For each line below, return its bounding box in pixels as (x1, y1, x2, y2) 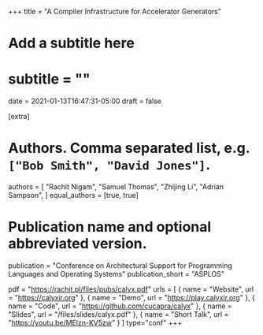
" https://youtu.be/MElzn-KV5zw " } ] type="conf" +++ (8, 318, 183, 327)
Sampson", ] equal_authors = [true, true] (8, 191, 139, 200)
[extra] (8, 112, 30, 121)
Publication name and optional (8, 218, 212, 236)
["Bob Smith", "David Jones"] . (8, 156, 211, 174)
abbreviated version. (8, 235, 147, 253)
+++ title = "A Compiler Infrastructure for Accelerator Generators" (8, 7, 222, 16)
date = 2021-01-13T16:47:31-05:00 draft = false (8, 96, 161, 106)
